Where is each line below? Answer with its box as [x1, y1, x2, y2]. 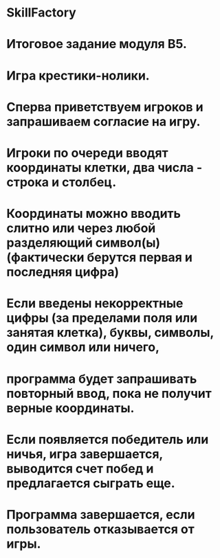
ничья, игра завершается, [6, 446, 163, 462]
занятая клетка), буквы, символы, [6, 325, 214, 341]
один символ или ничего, [6, 339, 159, 355]
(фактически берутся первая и [6, 249, 193, 265]
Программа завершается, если [6, 506, 195, 522]
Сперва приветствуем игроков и [6, 99, 203, 115]
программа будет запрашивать [6, 371, 197, 386]
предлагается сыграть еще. [6, 476, 176, 491]
